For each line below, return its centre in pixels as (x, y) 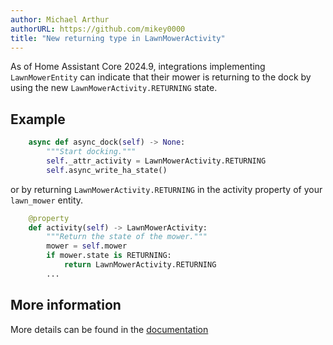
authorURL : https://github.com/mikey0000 (98, 29)
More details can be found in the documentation (109, 329)
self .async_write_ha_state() (107, 170)
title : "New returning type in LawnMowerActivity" (118, 38)
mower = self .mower (87, 246)
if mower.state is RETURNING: (109, 256)
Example (38, 119)
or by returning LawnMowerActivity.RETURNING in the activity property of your (166, 189)
